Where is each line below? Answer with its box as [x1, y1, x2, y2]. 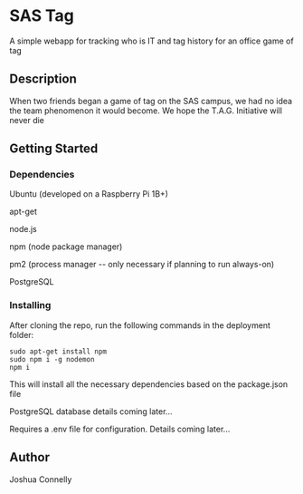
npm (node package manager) [9, 241, 123, 252]
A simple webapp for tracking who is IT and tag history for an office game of [9, 35, 294, 46]
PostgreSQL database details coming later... [9, 405, 173, 417]
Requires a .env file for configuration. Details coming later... [9, 423, 231, 434]
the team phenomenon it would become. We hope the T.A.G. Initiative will [9, 105, 283, 116]
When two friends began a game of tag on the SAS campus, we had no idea [9, 95, 292, 106]
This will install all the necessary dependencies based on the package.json [9, 378, 289, 390]
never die [9, 114, 45, 125]
